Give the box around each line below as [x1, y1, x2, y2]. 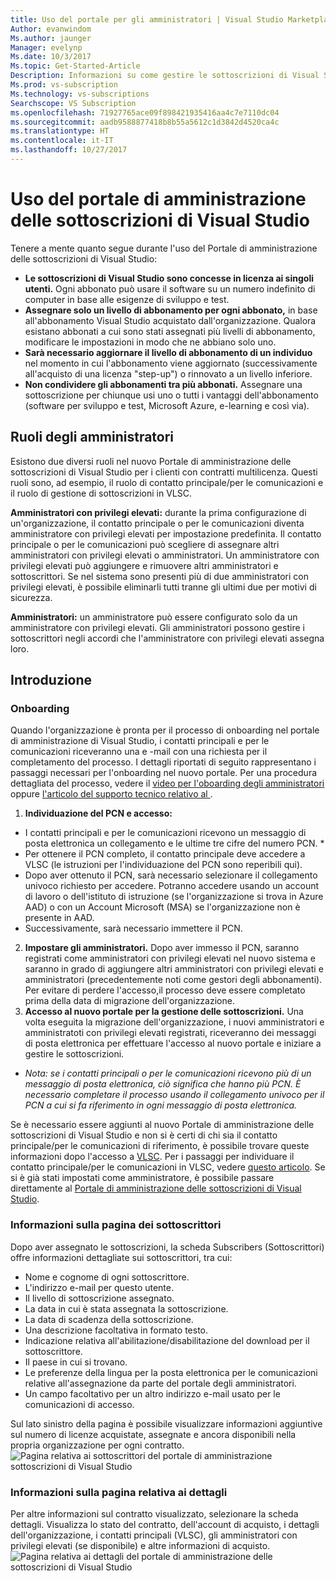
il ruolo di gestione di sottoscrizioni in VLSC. [10, 487, 192, 499]
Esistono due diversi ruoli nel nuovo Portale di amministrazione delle [10, 455, 292, 467]
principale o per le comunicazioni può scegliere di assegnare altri [10, 538, 280, 550]
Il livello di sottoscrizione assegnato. [24, 1292, 175, 1304]
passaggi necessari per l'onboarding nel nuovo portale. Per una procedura [10, 767, 318, 779]
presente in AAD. [24, 912, 95, 924]
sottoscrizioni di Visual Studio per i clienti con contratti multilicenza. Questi [10, 466, 318, 478]
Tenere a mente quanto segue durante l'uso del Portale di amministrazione [10, 242, 318, 254]
